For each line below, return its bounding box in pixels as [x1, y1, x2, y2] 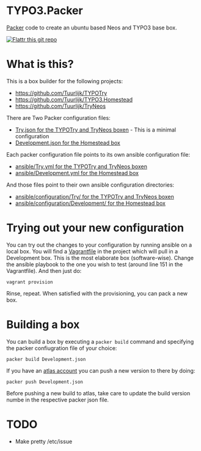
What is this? [6, 58, 75, 71]
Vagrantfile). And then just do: [6, 267, 82, 274]
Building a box [6, 318, 80, 331]
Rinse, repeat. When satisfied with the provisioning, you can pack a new [6, 289, 188, 297]
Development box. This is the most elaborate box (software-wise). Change [6, 254, 194, 261]
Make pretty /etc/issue [15, 438, 73, 445]
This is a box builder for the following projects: [6, 77, 123, 84]
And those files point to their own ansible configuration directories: [6, 181, 175, 188]
